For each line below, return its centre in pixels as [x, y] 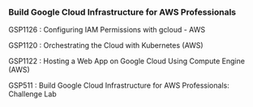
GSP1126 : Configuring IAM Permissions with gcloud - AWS [107, 30]
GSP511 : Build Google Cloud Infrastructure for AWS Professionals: [119, 86]
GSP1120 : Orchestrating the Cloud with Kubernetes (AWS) [106, 45]
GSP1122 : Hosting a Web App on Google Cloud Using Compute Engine [127, 61]
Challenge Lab [32, 94]
